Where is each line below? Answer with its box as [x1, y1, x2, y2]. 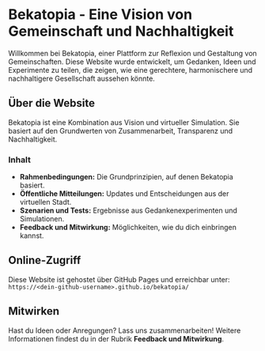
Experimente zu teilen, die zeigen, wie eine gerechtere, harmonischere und [8, 65, 253, 74]
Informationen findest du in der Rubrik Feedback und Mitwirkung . [8, 334, 224, 343]
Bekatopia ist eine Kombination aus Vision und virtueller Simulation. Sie [8, 117, 240, 127]
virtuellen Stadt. [19, 198, 72, 207]
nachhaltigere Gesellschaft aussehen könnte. [8, 74, 156, 83]
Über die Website [8, 96, 95, 110]
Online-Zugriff [8, 254, 81, 267]
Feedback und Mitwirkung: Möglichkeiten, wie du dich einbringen [19, 223, 237, 232]
